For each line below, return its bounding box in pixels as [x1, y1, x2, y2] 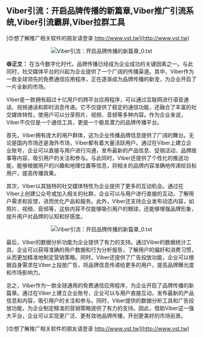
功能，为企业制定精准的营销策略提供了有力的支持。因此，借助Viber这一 [11, 304, 189, 311]
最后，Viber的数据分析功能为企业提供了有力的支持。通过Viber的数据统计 [6, 238, 187, 246]
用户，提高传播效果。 [6, 169, 59, 177]
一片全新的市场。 [6, 83, 49, 90]
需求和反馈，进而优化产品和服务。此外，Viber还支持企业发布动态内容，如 [11, 197, 195, 204]
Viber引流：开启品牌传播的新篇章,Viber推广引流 [6, 5, 186, 16]
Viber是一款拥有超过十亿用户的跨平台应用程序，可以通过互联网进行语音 [6, 96, 184, 103]
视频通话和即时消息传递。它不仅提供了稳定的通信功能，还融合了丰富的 [16, 103, 192, 110]
